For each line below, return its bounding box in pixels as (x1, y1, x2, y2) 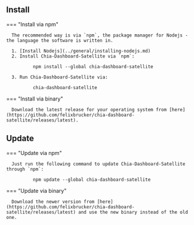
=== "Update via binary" (6, 187, 67, 194)
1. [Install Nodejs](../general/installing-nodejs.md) (11, 48, 151, 54)
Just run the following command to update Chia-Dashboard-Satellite (11, 161, 186, 167)
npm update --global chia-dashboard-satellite (32, 177, 151, 183)
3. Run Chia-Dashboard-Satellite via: (11, 74, 109, 80)
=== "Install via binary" (6, 95, 63, 102)
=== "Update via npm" (6, 149, 62, 156)
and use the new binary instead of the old (78, 209, 188, 215)
